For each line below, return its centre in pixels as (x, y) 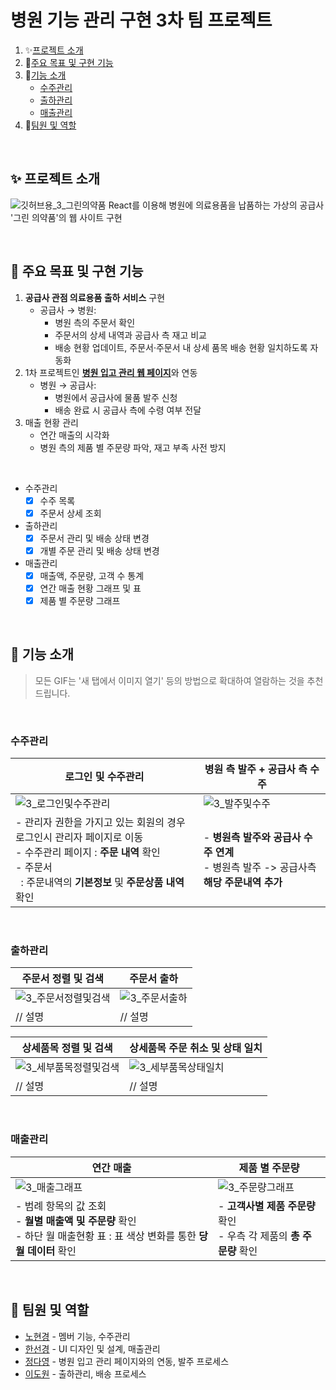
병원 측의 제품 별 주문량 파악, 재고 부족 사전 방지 (133, 447)
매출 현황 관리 (51, 422)
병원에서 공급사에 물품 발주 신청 (116, 397)
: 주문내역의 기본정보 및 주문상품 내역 (102, 883)
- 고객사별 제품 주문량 (266, 1206)
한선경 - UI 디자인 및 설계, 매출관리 (92, 1348)
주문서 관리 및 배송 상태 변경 (94, 538)
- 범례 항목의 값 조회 (61, 1206)
